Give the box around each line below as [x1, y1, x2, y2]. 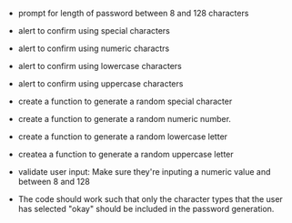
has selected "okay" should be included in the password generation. [17, 204, 275, 214]
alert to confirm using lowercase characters [17, 61, 182, 71]
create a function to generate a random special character [17, 96, 233, 106]
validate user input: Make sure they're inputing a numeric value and [17, 167, 271, 177]
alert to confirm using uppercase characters [17, 78, 184, 89]
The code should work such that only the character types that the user [17, 194, 284, 204]
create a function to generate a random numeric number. [17, 114, 232, 124]
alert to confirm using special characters [17, 25, 171, 35]
